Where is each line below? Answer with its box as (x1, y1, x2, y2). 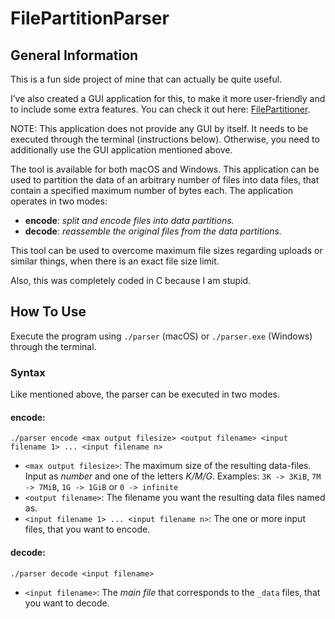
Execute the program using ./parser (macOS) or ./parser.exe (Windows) (10, 330, 313, 342)
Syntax (10, 365, 46, 379)
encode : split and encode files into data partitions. (24, 215, 235, 226)
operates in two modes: (10, 195, 108, 207)
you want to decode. (24, 597, 110, 609)
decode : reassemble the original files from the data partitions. (24, 225, 282, 237)
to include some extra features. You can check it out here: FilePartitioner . (10, 103, 311, 115)
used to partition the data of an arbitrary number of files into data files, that (10, 174, 320, 186)
